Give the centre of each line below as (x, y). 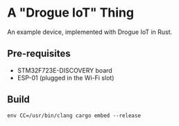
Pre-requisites (39, 54)
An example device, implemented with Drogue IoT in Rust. (90, 32)
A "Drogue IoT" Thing (70, 13)
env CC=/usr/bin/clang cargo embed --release (74, 116)
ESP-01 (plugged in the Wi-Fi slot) (66, 78)
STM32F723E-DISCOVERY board (65, 70)
